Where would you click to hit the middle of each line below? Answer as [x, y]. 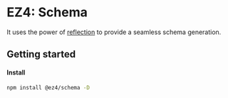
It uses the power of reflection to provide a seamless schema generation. [114, 32]
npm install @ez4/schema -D [48, 87]
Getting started [41, 54]
